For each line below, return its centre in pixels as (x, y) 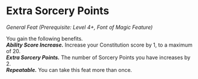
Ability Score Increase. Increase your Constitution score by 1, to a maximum (99, 45)
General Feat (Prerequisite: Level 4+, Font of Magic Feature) (79, 27)
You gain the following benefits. (45, 38)
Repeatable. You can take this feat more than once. (69, 70)
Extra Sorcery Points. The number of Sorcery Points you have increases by (98, 57)
